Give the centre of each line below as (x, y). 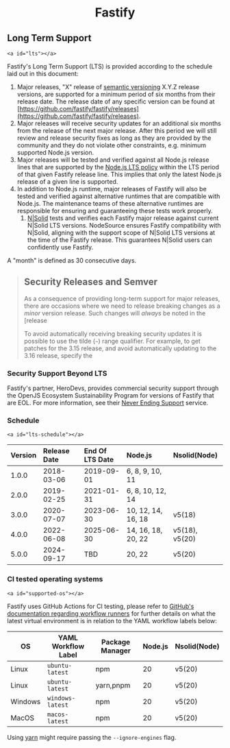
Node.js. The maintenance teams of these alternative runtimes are (110, 203)
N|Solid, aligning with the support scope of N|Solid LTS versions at (121, 232)
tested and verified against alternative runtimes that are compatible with (118, 196)
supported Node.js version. (55, 153)
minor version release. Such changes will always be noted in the (115, 313)
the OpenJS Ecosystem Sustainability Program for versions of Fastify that (111, 396)
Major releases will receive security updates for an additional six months (119, 123)
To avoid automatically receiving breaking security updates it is (113, 333)
